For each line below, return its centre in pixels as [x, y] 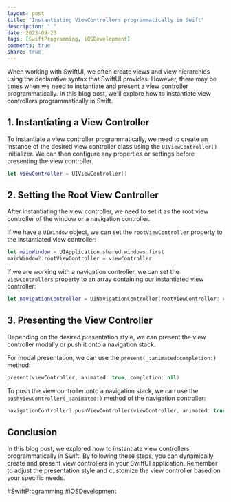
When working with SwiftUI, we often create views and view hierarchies [109, 71]
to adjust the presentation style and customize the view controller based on [114, 471]
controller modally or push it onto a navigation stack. [81, 344]
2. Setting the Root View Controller [83, 195]
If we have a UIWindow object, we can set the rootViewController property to [115, 232]
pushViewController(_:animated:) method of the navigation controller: [107, 398]
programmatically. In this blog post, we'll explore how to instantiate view [109, 93]
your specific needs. [36, 478]
